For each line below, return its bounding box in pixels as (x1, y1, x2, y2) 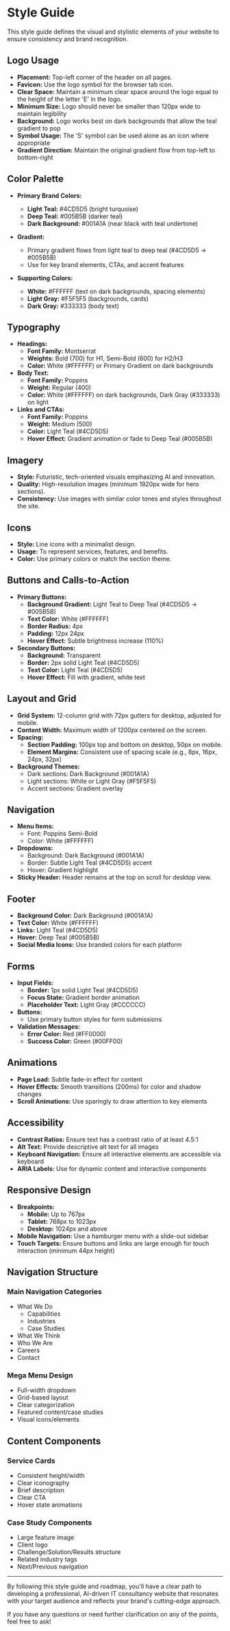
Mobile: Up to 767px (27, 1210, 86, 1218)
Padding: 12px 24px (27, 629, 84, 637)
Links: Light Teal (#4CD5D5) (16, 926, 99, 935)
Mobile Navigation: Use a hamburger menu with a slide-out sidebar (16, 1231, 209, 1240)
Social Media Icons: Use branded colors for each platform (16, 941, 182, 949)
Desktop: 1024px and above (27, 1224, 107, 1233)
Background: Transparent (27, 651, 101, 659)
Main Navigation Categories (7, 1286, 103, 1296)
